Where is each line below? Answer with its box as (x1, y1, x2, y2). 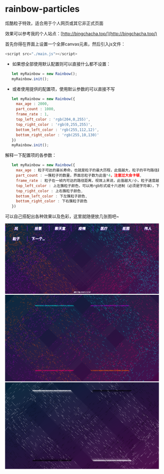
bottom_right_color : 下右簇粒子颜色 (16, 199, 88, 204)
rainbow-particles (5, 3, 80, 15)
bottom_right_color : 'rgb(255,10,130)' (16, 132, 99, 138)
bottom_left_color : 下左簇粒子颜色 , (16, 193, 88, 199)
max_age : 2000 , (16, 101, 49, 106)
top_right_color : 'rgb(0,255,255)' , (16, 122, 93, 127)
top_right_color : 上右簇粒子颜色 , (16, 189, 83, 193)
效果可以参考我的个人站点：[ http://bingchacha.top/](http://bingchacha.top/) (5, 30, 157, 36)
